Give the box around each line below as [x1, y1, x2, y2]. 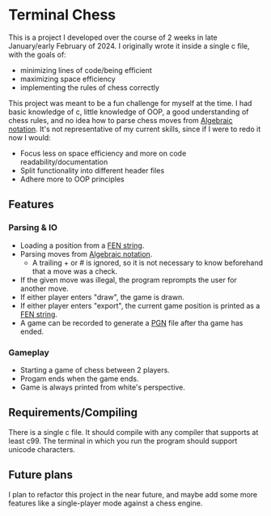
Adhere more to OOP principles [19, 174, 125, 184]
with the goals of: [8, 49, 66, 59]
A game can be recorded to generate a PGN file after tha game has [19, 318, 243, 327]
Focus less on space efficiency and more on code [19, 148, 187, 158]
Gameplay [8, 347, 50, 358]
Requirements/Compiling [8, 406, 138, 420]
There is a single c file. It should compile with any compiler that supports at [8, 427, 259, 437]
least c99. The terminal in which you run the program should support [8, 436, 238, 446]
